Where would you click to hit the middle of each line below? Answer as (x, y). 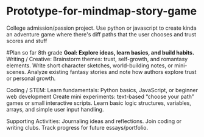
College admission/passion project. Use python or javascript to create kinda (101, 28)
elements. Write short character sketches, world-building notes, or (90, 65)
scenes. (16, 72)
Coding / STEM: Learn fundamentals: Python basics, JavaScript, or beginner (102, 90)
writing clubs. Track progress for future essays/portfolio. (77, 127)
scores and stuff (27, 41)
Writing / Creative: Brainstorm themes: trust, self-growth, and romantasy (97, 59)
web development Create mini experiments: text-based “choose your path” (100, 96)
